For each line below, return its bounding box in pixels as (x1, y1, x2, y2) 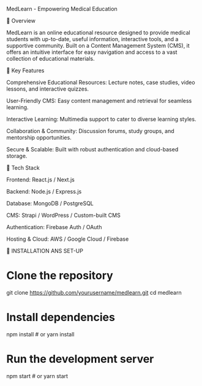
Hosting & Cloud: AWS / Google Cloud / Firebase (6, 235, 129, 243)
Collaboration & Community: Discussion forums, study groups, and (6, 127, 174, 134)
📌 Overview (6, 17, 36, 24)
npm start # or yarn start (6, 372, 69, 379)
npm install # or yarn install (6, 330, 75, 338)
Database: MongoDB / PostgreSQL (6, 200, 94, 207)
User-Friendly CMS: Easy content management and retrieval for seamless (6, 97, 192, 104)
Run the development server (6, 352, 154, 366)
